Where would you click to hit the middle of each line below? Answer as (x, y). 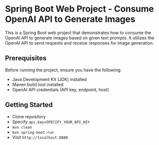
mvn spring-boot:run (33, 132)
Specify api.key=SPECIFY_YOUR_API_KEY (51, 122)
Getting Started (29, 105)
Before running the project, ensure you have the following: (63, 70)
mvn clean (22, 127)
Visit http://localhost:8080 (40, 137)
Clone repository (29, 116)
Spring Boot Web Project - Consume (79, 9)
